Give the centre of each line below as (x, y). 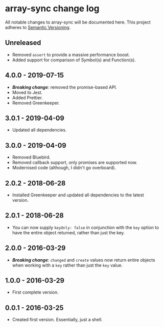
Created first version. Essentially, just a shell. (57, 320)
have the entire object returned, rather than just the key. (68, 232)
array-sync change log (52, 9)
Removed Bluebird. (31, 157)
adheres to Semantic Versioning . (38, 27)
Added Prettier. (27, 97)
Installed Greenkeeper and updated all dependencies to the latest (78, 195)
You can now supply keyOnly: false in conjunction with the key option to (85, 227)
